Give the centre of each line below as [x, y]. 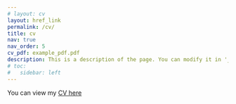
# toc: [17, 66]
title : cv [22, 33]
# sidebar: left [34, 72]
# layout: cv [26, 14]
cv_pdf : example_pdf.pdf [44, 53]
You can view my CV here [45, 93]
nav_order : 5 [26, 46]
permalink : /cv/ [31, 27]
